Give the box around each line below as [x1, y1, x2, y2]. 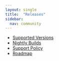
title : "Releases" [5, 12, 46, 17]
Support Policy [12, 45, 43, 51]
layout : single [5, 7, 37, 12]
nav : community [9, 21, 41, 26]
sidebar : [5, 16, 23, 21]
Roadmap [12, 51, 32, 57]
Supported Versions [12, 35, 54, 41]
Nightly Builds [12, 40, 41, 46]
